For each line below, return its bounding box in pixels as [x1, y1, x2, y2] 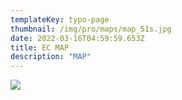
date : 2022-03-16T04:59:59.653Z [10, 33, 145, 43]
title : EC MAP [10, 42, 70, 53]
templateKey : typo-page [10, 14, 110, 25]
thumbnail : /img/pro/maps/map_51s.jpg [10, 24, 172, 34]
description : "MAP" [10, 52, 92, 62]
